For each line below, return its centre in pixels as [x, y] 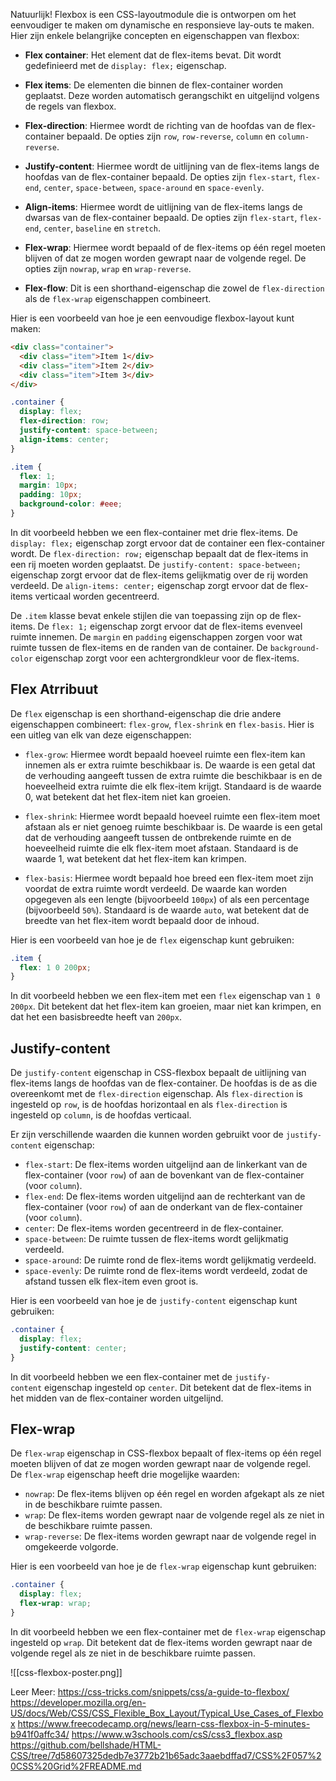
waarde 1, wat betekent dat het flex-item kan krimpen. [135, 858]
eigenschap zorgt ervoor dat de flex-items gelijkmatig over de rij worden [159, 575]
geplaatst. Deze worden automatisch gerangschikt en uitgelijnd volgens [172, 95]
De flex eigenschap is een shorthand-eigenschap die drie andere [146, 713]
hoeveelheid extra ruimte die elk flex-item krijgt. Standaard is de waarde [173, 786]
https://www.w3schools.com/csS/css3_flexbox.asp [177, 1734]
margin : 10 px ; [48, 485]
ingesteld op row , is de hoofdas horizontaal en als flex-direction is [149, 1105]
